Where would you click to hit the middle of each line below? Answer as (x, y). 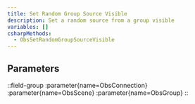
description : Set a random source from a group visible (91, 20)
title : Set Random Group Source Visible (68, 14)
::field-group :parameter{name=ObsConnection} (77, 85)
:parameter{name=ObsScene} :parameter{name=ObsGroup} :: (98, 93)
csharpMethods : (30, 33)
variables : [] (28, 27)
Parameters (33, 69)
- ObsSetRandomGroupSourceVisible (64, 40)
